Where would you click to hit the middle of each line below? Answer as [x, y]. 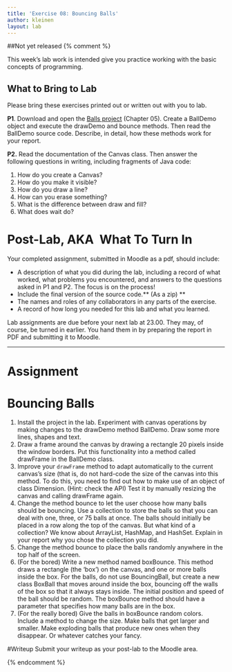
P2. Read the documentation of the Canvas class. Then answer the [103, 154]
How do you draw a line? [52, 190]
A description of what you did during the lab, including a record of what [119, 272]
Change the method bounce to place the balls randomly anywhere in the [120, 547]
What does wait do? [46, 212]
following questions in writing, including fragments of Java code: [99, 162]
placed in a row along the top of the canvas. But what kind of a [106, 525]
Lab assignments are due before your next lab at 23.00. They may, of [105, 323]
